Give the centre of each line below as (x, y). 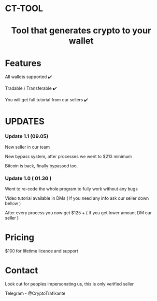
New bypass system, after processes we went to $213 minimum (68, 156)
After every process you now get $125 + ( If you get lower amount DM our (78, 213)
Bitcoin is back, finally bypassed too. (42, 166)
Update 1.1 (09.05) (27, 136)
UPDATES (25, 121)
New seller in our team (27, 147)
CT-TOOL (24, 8)
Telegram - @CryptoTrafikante (35, 293)
